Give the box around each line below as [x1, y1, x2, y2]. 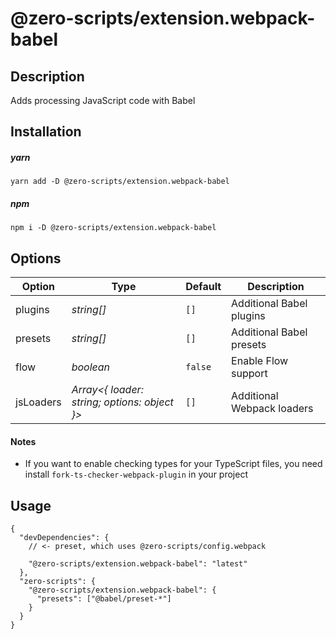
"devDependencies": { [19, 533, 110, 543]
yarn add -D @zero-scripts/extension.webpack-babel [10, 177, 230, 187]
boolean [71, 360, 111, 374]
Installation [10, 123, 82, 141]
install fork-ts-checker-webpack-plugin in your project [24, 468, 248, 481]
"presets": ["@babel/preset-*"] [36, 594, 172, 604]
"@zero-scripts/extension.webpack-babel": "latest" [28, 559, 248, 569]
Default [185, 280, 222, 294]
